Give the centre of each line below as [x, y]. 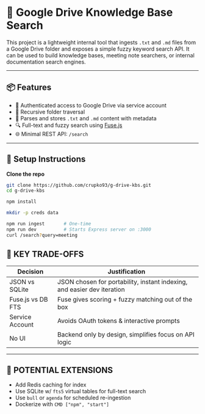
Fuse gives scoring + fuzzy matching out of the [125, 299]
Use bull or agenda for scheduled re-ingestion [73, 398]
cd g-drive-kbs [26, 191]
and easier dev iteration [91, 289]
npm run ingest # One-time [49, 224]
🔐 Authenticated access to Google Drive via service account [91, 105]
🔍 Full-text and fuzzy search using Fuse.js [69, 125]
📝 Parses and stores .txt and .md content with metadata [86, 118]
